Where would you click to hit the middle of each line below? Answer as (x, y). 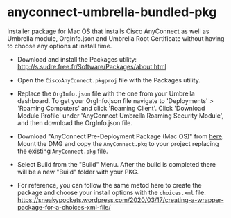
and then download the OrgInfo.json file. (75, 122)
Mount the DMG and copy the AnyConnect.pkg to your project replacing (118, 143)
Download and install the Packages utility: (77, 59)
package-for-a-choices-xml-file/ (64, 207)
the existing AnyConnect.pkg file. (63, 151)
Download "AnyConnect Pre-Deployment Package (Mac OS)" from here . (120, 136)
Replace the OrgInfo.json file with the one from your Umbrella (106, 93)
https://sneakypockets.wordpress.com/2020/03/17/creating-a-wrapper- (120, 200)
